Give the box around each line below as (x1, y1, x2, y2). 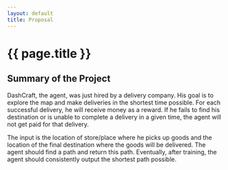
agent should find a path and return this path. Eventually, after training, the (7, 147, 217, 156)
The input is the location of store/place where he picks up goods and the (7, 133, 212, 141)
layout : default (7, 10, 53, 17)
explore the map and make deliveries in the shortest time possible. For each (7, 98, 221, 107)
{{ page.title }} (7, 46, 92, 61)
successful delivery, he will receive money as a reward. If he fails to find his (7, 105, 220, 113)
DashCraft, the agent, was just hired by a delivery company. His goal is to (7, 91, 214, 99)
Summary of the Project (7, 73, 111, 85)
